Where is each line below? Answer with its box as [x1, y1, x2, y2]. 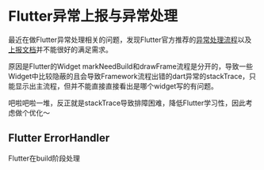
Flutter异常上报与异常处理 [8, 7, 178, 25]
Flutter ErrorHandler [8, 131, 110, 145]
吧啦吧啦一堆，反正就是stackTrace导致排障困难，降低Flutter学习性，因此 [8, 98, 246, 108]
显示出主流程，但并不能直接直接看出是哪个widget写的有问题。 [14, 81, 218, 91]
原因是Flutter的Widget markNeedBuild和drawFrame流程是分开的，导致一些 [8, 61, 254, 71]
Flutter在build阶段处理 [8, 153, 81, 163]
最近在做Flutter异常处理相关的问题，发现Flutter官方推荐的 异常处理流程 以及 [8, 35, 252, 44]
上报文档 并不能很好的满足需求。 [8, 44, 113, 54]
